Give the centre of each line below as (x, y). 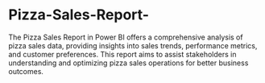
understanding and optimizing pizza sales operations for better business (128, 63)
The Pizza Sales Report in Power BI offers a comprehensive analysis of (126, 37)
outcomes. (26, 71)
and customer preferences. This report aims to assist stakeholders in (122, 54)
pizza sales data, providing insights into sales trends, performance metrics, (133, 45)
